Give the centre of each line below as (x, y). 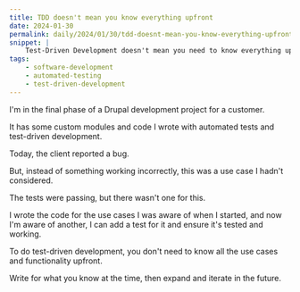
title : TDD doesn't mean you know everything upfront (112, 17)
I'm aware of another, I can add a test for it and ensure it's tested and (136, 224)
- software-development (70, 68)
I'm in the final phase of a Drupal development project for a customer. (137, 109)
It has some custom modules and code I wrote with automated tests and (142, 127)
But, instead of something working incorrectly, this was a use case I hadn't (146, 171)
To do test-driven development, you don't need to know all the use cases (144, 251)
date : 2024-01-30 (42, 26)
